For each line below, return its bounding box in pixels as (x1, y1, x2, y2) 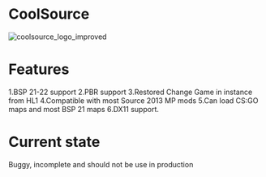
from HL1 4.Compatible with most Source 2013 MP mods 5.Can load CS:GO (8, 95, 259, 106)
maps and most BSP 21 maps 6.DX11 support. (8, 104, 160, 114)
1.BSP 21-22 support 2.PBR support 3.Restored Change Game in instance (8, 87, 253, 97)
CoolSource (8, 5, 90, 24)
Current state (8, 133, 101, 151)
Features (8, 60, 70, 79)
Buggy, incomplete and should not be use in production (8, 159, 194, 169)
